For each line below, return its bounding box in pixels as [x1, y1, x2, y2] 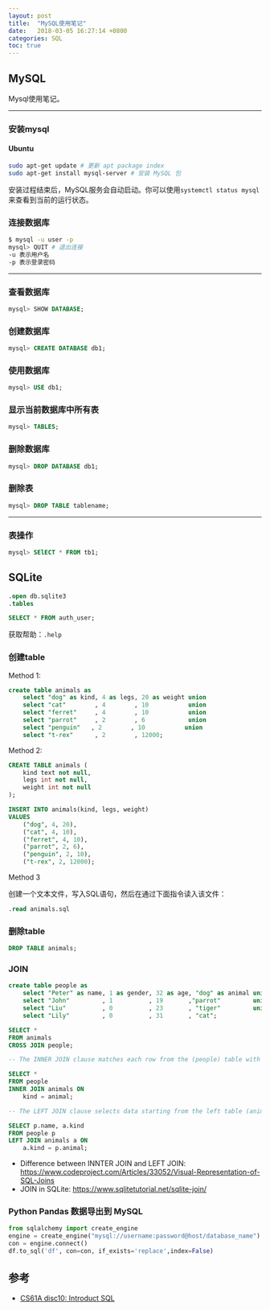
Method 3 [8, 872, 41, 882]
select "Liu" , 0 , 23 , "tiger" [22, 1004, 221, 1012]
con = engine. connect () [8, 1240, 88, 1248]
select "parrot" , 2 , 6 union [22, 716, 207, 724]
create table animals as [8, 686, 92, 694]
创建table [8, 652, 46, 663]
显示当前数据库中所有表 [8, 404, 99, 415]
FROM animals [8, 1033, 52, 1042]
